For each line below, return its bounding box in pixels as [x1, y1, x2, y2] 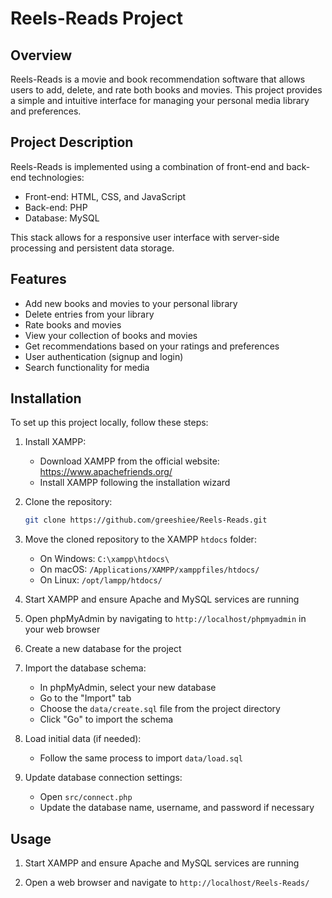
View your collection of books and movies [24, 329, 198, 341]
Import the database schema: [24, 662, 147, 674]
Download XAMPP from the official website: [39, 455, 220, 467]
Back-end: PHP [24, 201, 88, 213]
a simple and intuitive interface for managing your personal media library [10, 95, 310, 106]
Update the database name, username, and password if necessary [39, 802, 315, 814]
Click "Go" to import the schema [39, 713, 174, 726]
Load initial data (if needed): [24, 733, 142, 745]
